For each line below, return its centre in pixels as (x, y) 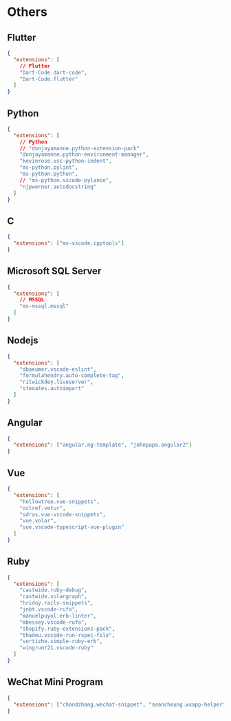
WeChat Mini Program (55, 682)
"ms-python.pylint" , (49, 167)
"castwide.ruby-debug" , (54, 590)
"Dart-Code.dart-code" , (54, 72)
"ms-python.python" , (49, 174)
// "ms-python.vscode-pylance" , (66, 180)
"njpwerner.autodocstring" (58, 187)
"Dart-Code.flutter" (49, 79)
